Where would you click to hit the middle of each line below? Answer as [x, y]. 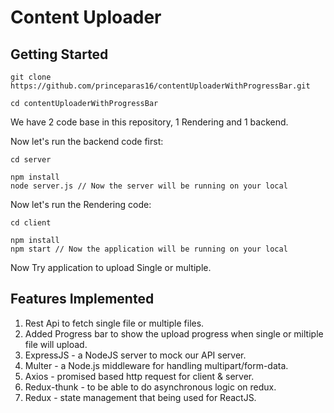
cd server [31, 160]
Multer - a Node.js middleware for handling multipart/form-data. [156, 365]
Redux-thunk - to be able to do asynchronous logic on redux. [150, 387]
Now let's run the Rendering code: [81, 204]
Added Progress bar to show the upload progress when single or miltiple [174, 333]
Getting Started [59, 54]
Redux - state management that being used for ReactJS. [140, 397]
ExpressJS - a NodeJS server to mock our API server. [135, 355]
